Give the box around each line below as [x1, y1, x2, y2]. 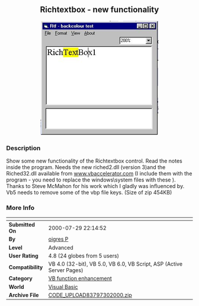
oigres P [48, 235, 69, 243]
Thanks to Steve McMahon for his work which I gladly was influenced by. [6, 183, 185, 190]
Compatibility [8, 263, 43, 270]
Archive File [8, 291, 39, 298]
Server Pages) [48, 267, 84, 274]
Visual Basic [48, 283, 78, 290]
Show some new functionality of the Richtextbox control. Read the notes [6, 157, 182, 165]
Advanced [48, 244, 74, 251]
